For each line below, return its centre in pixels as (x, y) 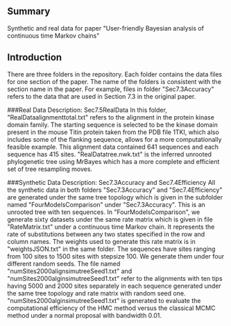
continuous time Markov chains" (53, 35)
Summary (29, 11)
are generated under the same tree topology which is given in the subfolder (115, 197)
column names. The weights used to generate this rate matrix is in (101, 241)
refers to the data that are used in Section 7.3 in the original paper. (102, 96)
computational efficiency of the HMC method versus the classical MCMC (111, 308)
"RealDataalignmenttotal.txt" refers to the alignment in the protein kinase (111, 117)
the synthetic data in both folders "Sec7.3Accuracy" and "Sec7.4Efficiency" (115, 190)
